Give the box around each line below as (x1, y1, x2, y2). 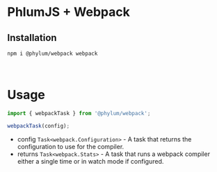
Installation (7, 32, 57, 44)
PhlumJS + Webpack (7, 4, 130, 20)
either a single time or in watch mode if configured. (17, 157, 164, 165)
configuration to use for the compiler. (17, 142, 124, 150)
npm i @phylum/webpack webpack (7, 50, 98, 57)
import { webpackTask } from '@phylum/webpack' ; (7, 110, 151, 117)
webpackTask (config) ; (7, 122, 70, 129)
